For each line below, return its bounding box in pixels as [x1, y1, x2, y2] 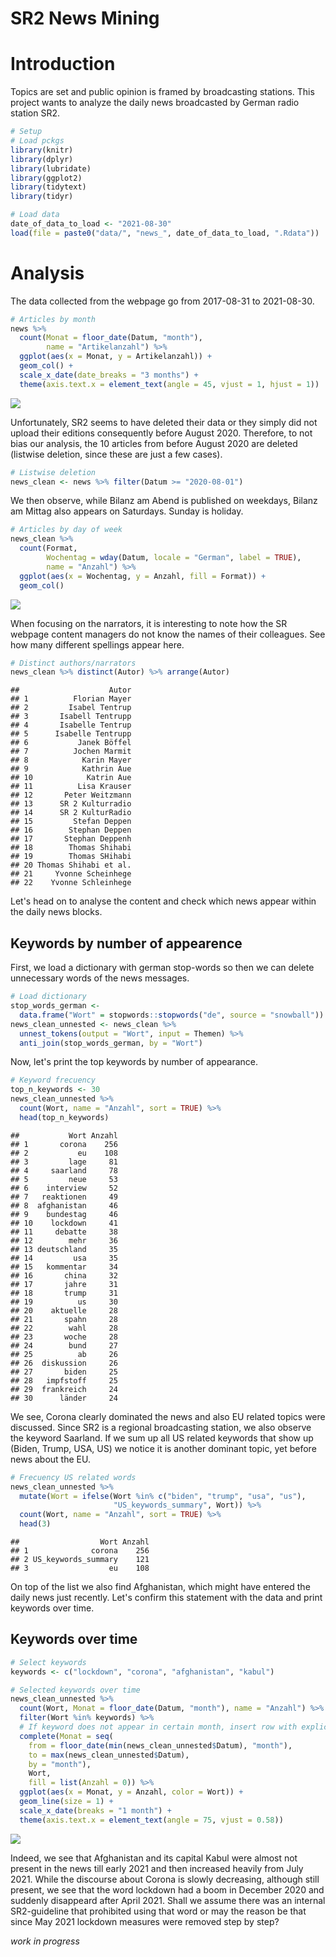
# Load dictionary [10, 992, 87, 1002]
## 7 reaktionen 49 [10, 1192, 118, 1202]
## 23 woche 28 [10, 1332, 118, 1342]
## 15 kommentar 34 [10, 1262, 118, 1272]
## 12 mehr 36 [10, 1235, 118, 1246]
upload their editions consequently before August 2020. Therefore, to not [10, 427, 313, 439]
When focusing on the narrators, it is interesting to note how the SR [10, 617, 288, 629]
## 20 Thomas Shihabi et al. [10, 860, 132, 871]
